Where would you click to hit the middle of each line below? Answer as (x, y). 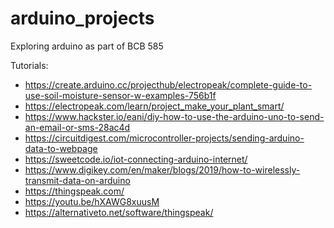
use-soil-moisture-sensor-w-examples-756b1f (120, 95)
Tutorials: (29, 65)
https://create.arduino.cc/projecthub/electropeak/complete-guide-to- (168, 84)
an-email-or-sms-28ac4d (77, 127)
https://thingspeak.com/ (74, 191)
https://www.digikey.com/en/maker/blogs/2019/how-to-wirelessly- (162, 169)
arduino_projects (82, 18)
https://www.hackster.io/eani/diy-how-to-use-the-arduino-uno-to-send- (174, 116)
